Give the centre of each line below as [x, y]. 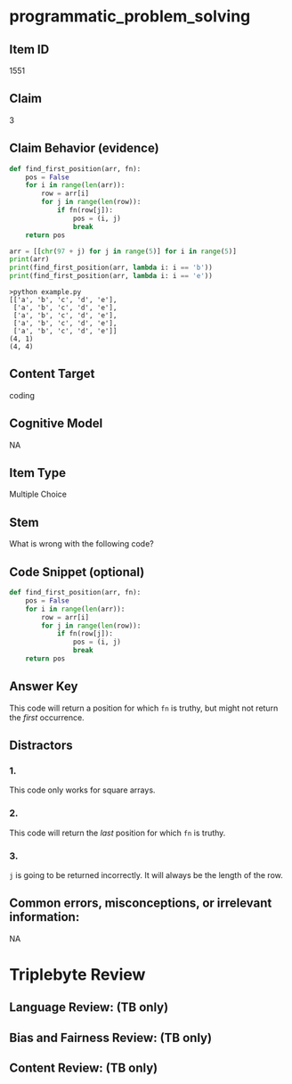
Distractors [41, 746]
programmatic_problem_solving [130, 16]
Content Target [52, 374]
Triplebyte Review [77, 975]
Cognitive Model [56, 424]
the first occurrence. [47, 717]
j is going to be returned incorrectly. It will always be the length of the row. [146, 875]
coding [22, 395]
